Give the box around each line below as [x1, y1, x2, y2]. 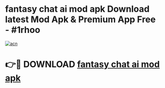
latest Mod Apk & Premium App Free [5, 14, 156, 25]
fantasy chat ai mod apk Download [5, 3, 150, 15]
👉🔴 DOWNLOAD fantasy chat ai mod [5, 59, 160, 70]
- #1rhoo [5, 25, 40, 35]
